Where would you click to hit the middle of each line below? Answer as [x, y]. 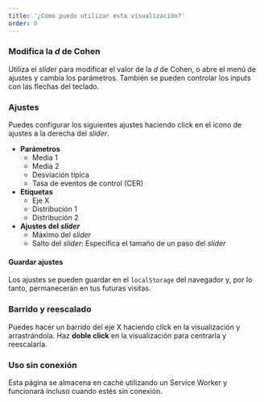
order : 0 [23, 23]
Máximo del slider [61, 235]
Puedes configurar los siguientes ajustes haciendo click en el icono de [125, 125]
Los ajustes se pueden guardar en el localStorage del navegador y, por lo [130, 280]
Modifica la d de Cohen [54, 52]
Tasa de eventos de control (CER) [87, 183]
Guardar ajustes [36, 262]
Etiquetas [37, 192]
